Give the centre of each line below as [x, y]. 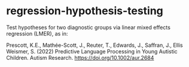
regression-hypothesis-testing [85, 11]
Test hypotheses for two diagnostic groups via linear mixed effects [88, 27]
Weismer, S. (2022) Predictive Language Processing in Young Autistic [92, 51]
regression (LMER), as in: [37, 33]
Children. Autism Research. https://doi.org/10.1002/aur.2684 [80, 58]
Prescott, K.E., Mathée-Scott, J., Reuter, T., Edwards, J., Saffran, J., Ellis [95, 45]
